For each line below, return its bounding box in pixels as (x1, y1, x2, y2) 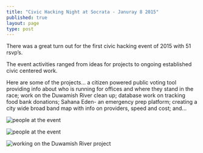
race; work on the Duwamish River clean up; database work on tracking (6, 92, 185, 99)
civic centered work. (6, 67, 58, 75)
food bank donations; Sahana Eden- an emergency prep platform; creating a (6, 98, 198, 106)
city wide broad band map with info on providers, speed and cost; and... (6, 104, 187, 112)
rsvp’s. (6, 49, 23, 56)
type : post (6, 25, 34, 32)
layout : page (6, 20, 40, 26)
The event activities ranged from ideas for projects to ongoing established (6, 61, 192, 68)
